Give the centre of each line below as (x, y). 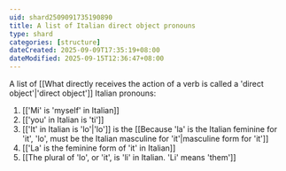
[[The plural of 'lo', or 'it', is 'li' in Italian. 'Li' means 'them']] (129, 157)
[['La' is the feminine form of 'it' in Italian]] (99, 148)
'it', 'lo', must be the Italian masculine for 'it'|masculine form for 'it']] (145, 139)
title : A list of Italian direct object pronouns (103, 26)
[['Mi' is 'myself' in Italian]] (70, 110)
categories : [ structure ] (55, 42)
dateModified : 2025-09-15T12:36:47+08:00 (87, 58)
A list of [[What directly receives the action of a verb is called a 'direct (136, 84)
